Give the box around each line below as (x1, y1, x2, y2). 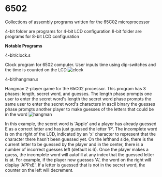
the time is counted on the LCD (5, 66, 67, 73)
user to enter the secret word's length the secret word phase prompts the (5, 96, 151, 102)
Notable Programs (5, 43, 43, 48)
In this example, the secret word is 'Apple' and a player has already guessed (5, 121, 157, 127)
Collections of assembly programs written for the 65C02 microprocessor (5, 19, 150, 25)
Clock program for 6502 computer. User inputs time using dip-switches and (5, 62, 156, 67)
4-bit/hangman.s (5, 76, 39, 82)
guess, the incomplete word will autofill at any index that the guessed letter (5, 151, 155, 158)
